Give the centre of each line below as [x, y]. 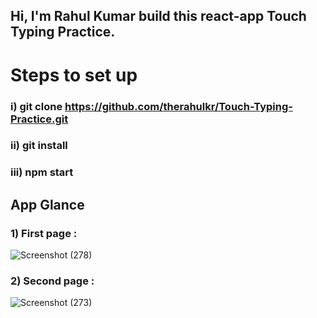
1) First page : [44, 233]
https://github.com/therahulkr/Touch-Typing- [178, 106]
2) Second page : [52, 281]
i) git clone [36, 106]
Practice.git [39, 119]
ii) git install [39, 146]
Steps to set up [74, 75]
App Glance [47, 204]
